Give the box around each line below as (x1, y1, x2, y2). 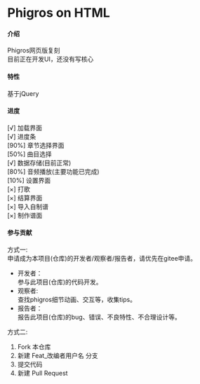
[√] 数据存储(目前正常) (7, 158, 72, 167)
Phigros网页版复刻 (7, 46, 61, 55)
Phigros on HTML (7, 5, 110, 21)
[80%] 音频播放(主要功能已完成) (7, 167, 100, 176)
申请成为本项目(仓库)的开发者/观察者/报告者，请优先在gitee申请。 (7, 254, 197, 262)
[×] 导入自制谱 (7, 202, 49, 211)
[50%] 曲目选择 (7, 149, 53, 158)
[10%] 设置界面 (7, 176, 51, 184)
